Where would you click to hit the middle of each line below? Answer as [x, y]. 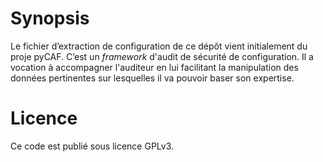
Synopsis [50, 18]
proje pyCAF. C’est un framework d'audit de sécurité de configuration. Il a [162, 56]
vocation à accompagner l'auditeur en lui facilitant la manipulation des [154, 67]
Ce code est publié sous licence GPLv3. [92, 146]
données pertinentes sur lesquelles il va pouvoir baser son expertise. [152, 78]
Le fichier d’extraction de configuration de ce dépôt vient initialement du [159, 46]
